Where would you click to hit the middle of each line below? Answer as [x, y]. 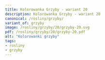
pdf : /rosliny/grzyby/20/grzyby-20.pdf [45, 32]
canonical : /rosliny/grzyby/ [34, 18]
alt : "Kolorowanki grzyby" [32, 37]
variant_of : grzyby [25, 23]
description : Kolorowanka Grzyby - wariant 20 [53, 14]
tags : [10, 41]
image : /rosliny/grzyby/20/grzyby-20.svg [47, 28]
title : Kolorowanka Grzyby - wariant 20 [46, 9]
